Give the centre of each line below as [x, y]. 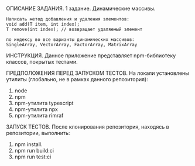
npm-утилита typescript [44, 103]
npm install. [28, 144]
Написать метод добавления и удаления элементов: [68, 19]
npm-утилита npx [36, 109]
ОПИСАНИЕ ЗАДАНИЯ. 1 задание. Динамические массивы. [81, 8]
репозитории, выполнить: [38, 133]
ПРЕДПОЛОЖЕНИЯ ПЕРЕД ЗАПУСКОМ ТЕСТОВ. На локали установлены [97, 73]
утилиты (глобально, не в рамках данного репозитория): [77, 79]
